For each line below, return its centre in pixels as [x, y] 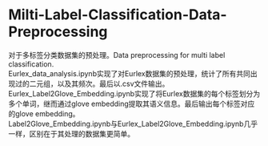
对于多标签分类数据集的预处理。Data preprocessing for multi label [117, 55]
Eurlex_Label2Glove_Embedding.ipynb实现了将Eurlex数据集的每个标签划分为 [134, 93]
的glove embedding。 [44, 113]
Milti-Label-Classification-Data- [118, 15]
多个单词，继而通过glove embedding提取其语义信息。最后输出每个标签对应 [132, 103]
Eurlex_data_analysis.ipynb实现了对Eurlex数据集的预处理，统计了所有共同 [129, 73]
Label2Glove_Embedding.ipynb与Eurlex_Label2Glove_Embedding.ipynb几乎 [133, 124]
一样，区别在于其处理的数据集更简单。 [71, 133]
